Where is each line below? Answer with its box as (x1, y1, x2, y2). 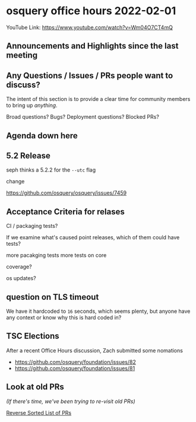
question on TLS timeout (6, 292, 99, 302)
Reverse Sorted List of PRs (6, 409, 72, 416)
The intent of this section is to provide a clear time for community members (6, 96, 191, 103)
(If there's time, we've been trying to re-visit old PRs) (6, 398, 135, 405)
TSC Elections (6, 331, 59, 341)
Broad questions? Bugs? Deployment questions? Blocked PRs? (6, 113, 159, 120)
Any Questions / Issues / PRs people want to (6, 70, 173, 81)
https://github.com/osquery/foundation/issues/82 (14, 358, 137, 366)
